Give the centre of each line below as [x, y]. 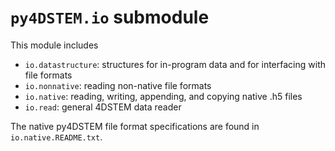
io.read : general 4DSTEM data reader [103, 107]
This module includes [54, 45]
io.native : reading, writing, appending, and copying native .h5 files [163, 96]
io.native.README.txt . [56, 137]
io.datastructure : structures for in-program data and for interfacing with [175, 64]
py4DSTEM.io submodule [110, 17]
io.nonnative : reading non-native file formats [118, 85]
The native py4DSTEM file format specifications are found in [135, 126]
